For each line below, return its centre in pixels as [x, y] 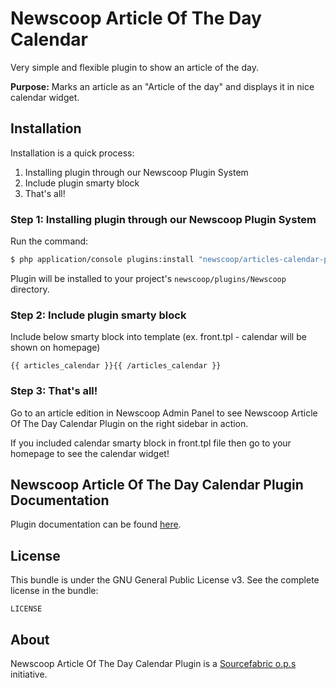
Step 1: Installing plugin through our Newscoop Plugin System [163, 219]
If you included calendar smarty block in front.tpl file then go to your [151, 443]
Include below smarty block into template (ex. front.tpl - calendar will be [158, 337]
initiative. [29, 674]
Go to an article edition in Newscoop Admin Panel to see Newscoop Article [164, 413]
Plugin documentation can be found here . [96, 524]
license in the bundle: [54, 591]
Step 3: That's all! [54, 391]
